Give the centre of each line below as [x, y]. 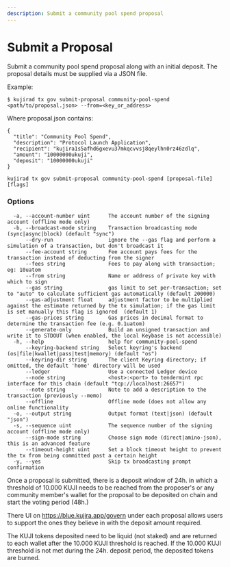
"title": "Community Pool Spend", [62, 137]
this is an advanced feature [49, 443]
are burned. [24, 557]
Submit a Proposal [60, 47]
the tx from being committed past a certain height [82, 455]
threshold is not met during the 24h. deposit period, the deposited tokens [110, 550]
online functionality [38, 407]
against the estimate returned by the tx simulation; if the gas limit [111, 305]
